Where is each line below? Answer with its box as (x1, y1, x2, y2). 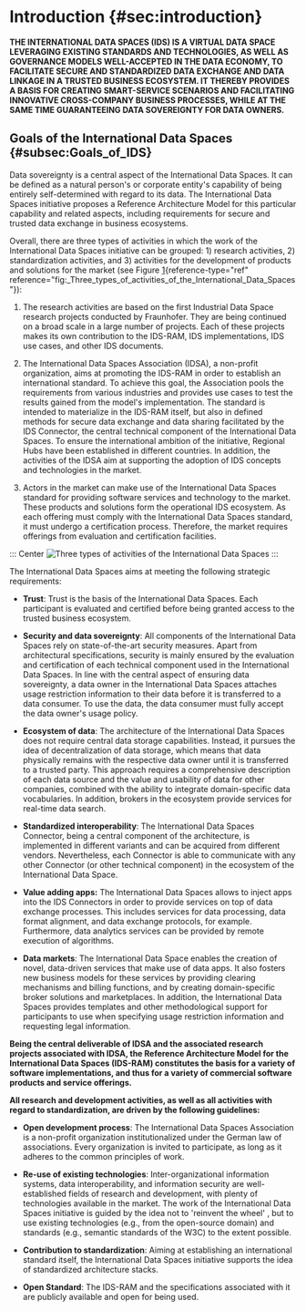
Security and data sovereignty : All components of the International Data (22, 630, 296, 641)
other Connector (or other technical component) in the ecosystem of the (22, 859, 294, 870)
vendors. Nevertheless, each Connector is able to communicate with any (22, 850, 296, 861)
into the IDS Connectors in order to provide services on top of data (22, 896, 273, 907)
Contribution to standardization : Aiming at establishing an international (22, 1244, 293, 1255)
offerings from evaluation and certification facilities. (22, 531, 217, 542)
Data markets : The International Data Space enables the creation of (22, 953, 278, 964)
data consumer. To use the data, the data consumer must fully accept (22, 697, 284, 708)
